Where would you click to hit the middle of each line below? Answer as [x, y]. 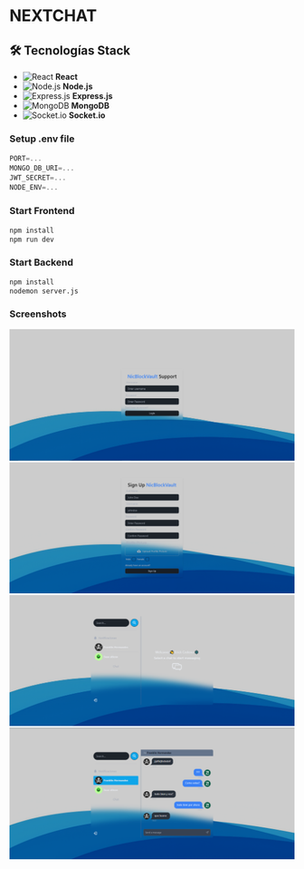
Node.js [78, 86]
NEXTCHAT [53, 16]
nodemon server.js [44, 291]
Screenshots [38, 314]
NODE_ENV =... [34, 187]
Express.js [92, 96]
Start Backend [42, 262]
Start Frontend [42, 210]
